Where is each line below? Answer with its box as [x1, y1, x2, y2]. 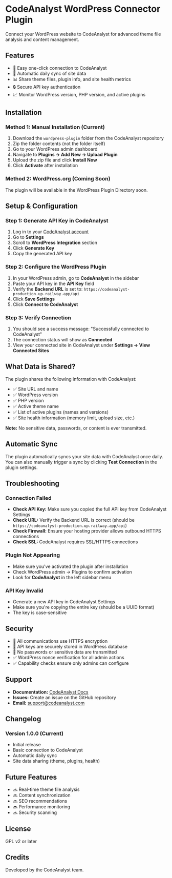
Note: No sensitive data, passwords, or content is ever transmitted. [5, 425, 147, 431]
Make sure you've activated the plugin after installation [12, 563, 128, 569]
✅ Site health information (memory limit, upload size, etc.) [12, 415, 135, 421]
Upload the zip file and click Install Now [12, 157, 97, 163]
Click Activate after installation [12, 162, 78, 169]
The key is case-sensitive [12, 609, 67, 616]
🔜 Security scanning [12, 809, 57, 815]
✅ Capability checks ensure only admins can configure [12, 660, 129, 666]
